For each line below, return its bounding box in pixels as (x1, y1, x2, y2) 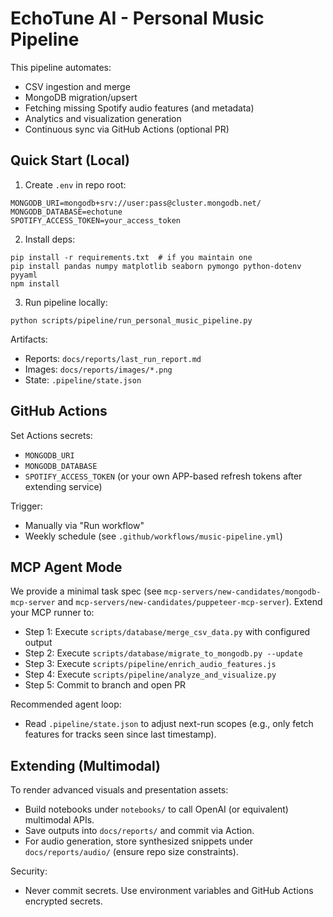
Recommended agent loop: (10, 698, 122, 711)
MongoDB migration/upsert (24, 91, 138, 103)
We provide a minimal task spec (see (10, 585, 162, 597)
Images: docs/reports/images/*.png (24, 363, 173, 375)
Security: (10, 865, 48, 877)
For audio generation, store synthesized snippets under (24, 835, 254, 847)
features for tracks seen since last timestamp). (24, 728, 217, 741)
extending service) (24, 480, 103, 492)
